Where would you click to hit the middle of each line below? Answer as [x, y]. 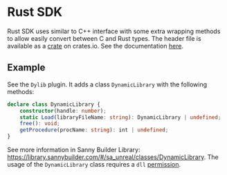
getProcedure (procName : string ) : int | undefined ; [94, 130]
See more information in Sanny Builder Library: [74, 150]
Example [26, 67]
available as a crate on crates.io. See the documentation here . [96, 46]
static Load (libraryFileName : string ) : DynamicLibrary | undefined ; [120, 117]
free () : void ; [40, 124]
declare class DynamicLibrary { [54, 104]
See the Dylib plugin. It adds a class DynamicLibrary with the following [107, 84]
